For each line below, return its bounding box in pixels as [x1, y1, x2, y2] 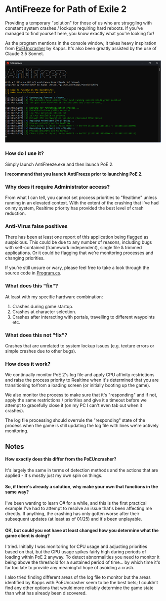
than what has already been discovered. [5, 590, 87, 596]
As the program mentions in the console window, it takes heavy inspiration [5, 40, 157, 46]
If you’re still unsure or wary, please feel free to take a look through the [5, 265, 150, 271]
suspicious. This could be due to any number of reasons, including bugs [5, 239, 152, 245]
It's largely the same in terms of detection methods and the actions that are [5, 467, 158, 473]
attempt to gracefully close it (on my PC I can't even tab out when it [5, 402, 142, 408]
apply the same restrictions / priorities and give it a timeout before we [5, 397, 147, 403]
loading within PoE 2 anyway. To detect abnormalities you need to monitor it [5, 554, 160, 560]
